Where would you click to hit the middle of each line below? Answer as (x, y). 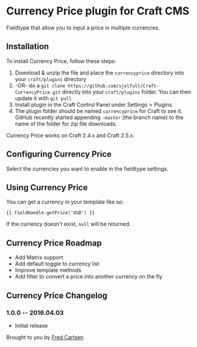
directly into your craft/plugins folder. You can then (127, 92)
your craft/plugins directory (51, 79)
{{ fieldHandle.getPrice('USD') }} (51, 213)
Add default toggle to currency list (57, 264)
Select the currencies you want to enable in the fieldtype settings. (87, 169)
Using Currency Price (47, 187)
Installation (28, 47)
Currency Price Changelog (57, 295)
